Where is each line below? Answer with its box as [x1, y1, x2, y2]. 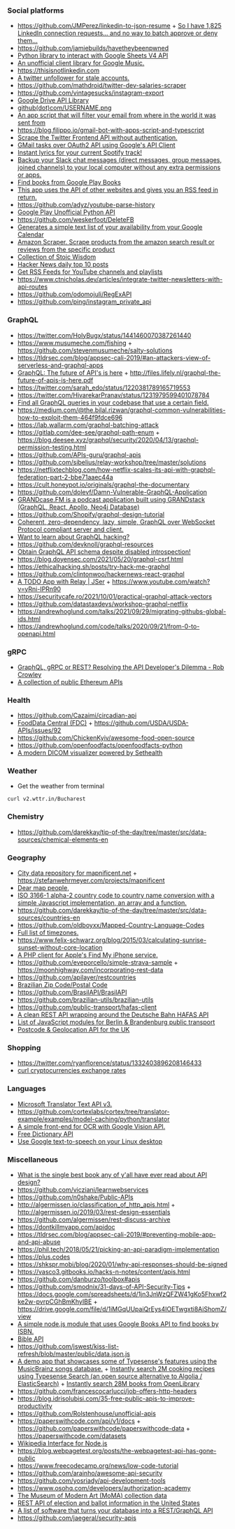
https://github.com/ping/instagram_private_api [17, 298, 152, 306]
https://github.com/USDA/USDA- [94, 719, 189, 727]
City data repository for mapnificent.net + [17, 869, 138, 878]
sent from [17, 119, 46, 127]
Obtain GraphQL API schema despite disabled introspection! [17, 547, 191, 556]
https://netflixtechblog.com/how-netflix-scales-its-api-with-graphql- [17, 465, 215, 474]
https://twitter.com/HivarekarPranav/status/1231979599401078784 [17, 390, 210, 399]
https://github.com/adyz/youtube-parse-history [17, 201, 155, 209]
